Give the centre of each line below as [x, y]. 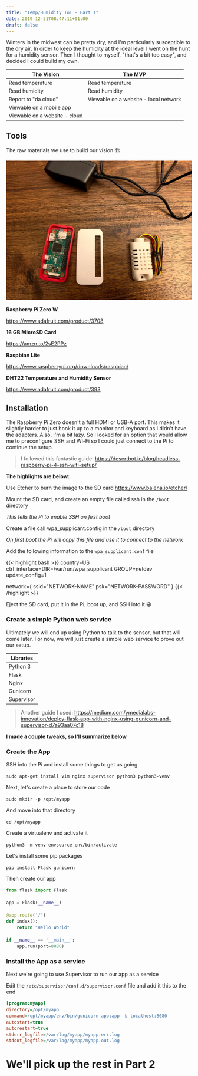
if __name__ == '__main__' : [41, 940]
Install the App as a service [46, 961]
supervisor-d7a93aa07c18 [52, 725]
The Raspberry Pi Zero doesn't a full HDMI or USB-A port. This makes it [93, 422]
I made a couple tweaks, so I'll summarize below [66, 736]
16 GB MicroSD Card [31, 333]
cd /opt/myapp [24, 822]
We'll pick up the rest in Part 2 [81, 1065]
